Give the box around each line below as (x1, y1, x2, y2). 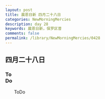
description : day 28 (5, 21, 49, 27)
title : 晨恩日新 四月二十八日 (5, 12, 62, 17)
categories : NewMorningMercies (5, 17, 71, 22)
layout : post (5, 7, 33, 13)
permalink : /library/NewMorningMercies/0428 (5, 36, 100, 41)
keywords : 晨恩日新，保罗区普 (5, 26, 62, 31)
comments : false (5, 31, 39, 36)
